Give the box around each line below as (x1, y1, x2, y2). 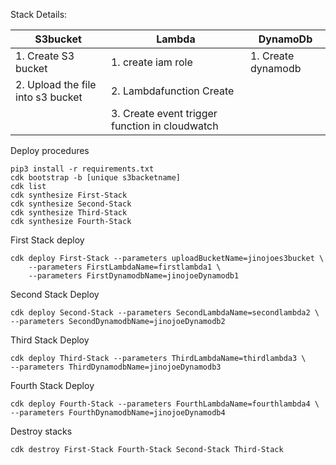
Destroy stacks (10, 425, 73, 437)
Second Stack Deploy (10, 289, 100, 300)
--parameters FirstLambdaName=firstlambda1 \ (28, 262, 222, 272)
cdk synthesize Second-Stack (10, 199, 132, 209)
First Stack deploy (10, 234, 85, 246)
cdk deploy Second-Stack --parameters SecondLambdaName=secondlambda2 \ (10, 308, 320, 318)
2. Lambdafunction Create (110, 84, 235, 98)
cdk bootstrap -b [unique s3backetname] (10, 173, 182, 183)
